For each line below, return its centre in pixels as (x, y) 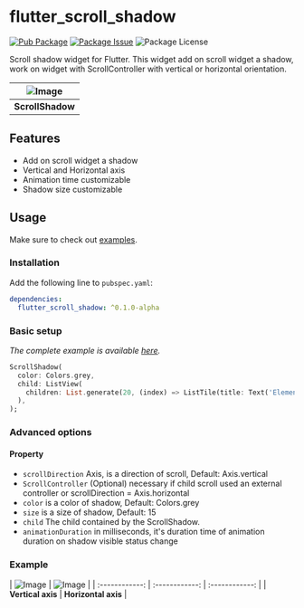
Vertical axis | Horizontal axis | (68, 594)
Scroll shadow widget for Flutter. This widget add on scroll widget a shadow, (152, 59)
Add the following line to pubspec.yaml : (81, 282)
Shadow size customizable (72, 189)
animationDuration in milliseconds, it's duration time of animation (143, 532)
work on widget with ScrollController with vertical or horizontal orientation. (148, 69)
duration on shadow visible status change (100, 541)
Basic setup (36, 330)
